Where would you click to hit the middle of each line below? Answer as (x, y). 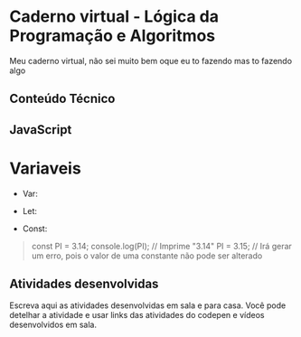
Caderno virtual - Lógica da (114, 17)
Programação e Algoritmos (113, 36)
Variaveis (45, 168)
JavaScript (41, 130)
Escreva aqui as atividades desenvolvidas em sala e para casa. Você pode (148, 305)
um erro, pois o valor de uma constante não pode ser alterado (147, 256)
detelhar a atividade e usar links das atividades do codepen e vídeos (137, 315)
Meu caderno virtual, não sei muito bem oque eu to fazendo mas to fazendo (150, 61)
